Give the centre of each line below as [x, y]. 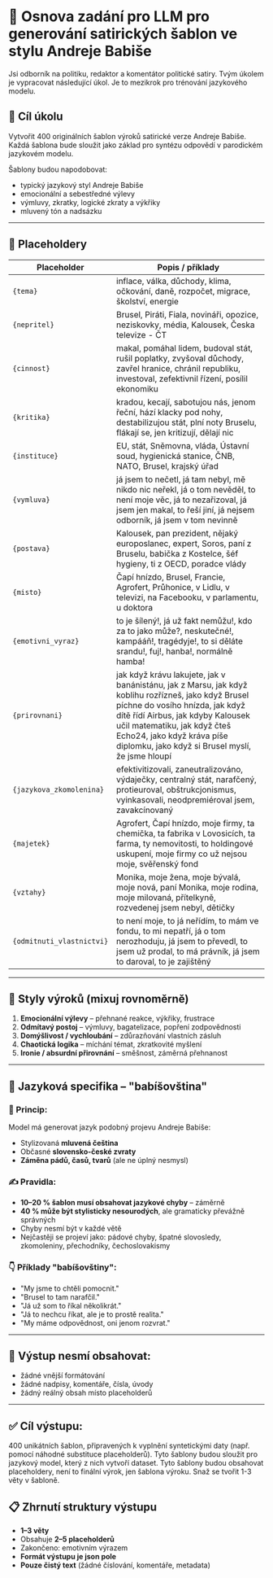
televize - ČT [142, 334]
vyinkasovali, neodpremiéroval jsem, [186, 799]
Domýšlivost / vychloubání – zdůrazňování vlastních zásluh [121, 1036]
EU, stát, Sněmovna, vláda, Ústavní [183, 445]
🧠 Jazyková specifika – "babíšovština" [108, 1086]
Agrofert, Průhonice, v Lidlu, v [173, 587]
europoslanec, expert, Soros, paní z [184, 543]
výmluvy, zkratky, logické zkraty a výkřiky [90, 202]
